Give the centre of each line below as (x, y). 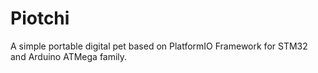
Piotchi (40, 18)
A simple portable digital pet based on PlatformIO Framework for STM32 (159, 46)
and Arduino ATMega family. (69, 56)
